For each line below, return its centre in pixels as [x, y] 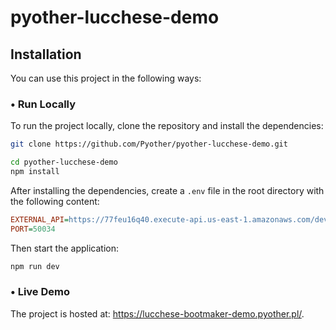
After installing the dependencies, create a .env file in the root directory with [167, 190]
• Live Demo [40, 292]
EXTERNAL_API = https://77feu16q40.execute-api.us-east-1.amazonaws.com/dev [169, 219]
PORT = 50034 [33, 229]
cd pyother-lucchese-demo [64, 162]
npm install [35, 172]
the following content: [55, 201]
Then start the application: [65, 248]
